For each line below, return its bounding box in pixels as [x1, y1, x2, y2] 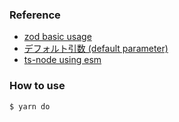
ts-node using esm [23, 54, 102, 66]
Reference [9, 8, 61, 22]
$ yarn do [9, 101, 51, 112]
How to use [9, 79, 66, 93]
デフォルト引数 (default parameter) [23, 43, 169, 55]
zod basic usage [23, 31, 92, 43]
